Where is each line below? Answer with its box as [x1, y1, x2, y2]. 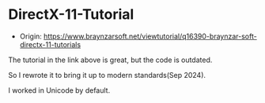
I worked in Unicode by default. [8, 85, 111, 95]
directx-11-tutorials [19, 39, 81, 49]
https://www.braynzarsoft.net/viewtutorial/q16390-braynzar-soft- [43, 31, 257, 41]
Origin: [19, 31, 42, 41]
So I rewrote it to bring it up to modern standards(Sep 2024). [8, 70, 206, 79]
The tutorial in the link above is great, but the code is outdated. [8, 55, 213, 64]
